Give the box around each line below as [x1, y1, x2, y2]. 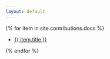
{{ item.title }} [14, 36, 47, 43]
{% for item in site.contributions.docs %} [5, 25, 105, 32]
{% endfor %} [5, 47, 39, 54]
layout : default [5, 8, 45, 15]
